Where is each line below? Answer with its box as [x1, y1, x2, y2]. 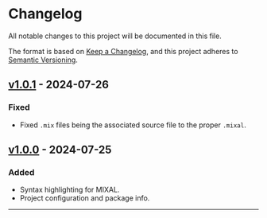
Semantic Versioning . [8, 55, 78, 64]
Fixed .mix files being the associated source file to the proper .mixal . [19, 120, 246, 130]
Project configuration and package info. [19, 193, 150, 203]
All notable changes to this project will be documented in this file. [8, 31, 222, 41]
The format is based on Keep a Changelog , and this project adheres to [8, 46, 238, 56]
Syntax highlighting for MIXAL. [19, 185, 120, 195]
